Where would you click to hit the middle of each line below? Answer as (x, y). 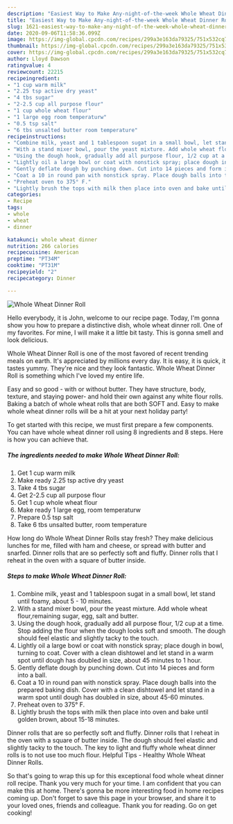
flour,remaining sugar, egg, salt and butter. (78, 615)
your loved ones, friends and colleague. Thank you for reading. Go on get (112, 805)
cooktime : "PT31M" (34, 266)
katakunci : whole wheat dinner (52, 240)
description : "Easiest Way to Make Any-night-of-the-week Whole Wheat (111, 14)
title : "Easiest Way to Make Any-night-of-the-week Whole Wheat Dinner (113, 20)
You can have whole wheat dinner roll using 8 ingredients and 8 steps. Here (115, 432)
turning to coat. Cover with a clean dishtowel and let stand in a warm (115, 653)
